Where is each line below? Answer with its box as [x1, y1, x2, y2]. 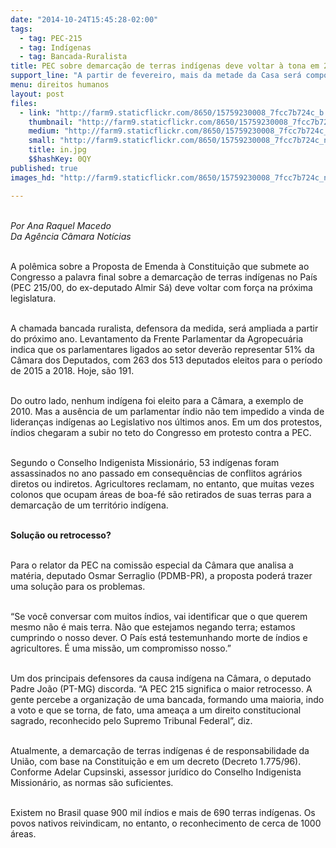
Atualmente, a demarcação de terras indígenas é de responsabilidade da [10, 744, 310, 756]
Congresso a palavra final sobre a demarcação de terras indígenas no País [10, 271, 318, 283]
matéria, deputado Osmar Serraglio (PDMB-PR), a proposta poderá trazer [10, 569, 313, 581]
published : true [10, 163, 78, 173]
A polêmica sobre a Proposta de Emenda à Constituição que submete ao [10, 260, 310, 272]
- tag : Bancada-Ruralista [19, 52, 128, 62]
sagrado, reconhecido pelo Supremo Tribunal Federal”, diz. [10, 714, 253, 726]
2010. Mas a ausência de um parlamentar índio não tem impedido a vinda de [10, 405, 325, 417]
